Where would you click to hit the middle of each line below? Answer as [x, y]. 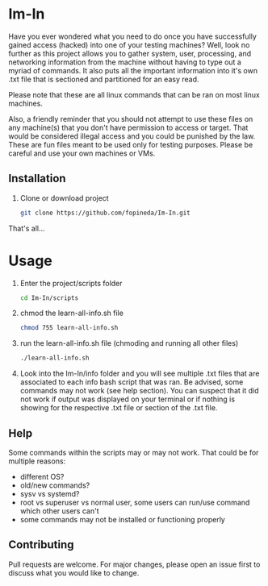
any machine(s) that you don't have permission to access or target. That [128, 127]
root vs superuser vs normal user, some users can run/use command [135, 502]
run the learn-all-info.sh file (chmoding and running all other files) [129, 343]
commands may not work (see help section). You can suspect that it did [139, 391]
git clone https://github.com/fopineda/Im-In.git [105, 213]
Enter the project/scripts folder [71, 283]
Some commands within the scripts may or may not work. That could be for [134, 453]
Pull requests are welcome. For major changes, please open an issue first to [134, 564]
